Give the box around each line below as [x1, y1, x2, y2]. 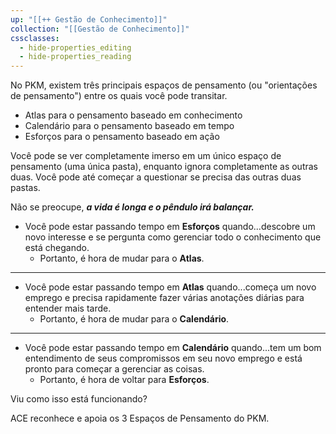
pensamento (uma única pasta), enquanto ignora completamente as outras [10, 161, 318, 173]
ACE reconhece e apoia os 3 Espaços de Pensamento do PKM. [10, 412, 270, 425]
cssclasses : [10, 33, 60, 43]
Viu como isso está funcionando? [10, 393, 148, 405]
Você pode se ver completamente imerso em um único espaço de [10, 150, 282, 162]
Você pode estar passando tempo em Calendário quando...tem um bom [24, 342, 322, 354]
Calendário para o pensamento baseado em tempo [24, 120, 235, 132]
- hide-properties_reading [19, 52, 132, 62]
